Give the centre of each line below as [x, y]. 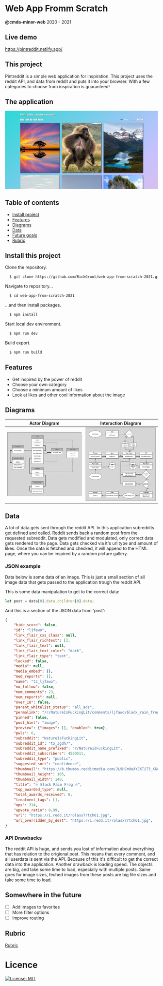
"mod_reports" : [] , [33, 677]
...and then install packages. [33, 305]
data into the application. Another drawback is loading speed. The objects [79, 864]
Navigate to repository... [29, 286]
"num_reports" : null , [35, 697]
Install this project [33, 256]
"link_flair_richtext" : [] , [42, 641]
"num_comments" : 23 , [34, 692]
